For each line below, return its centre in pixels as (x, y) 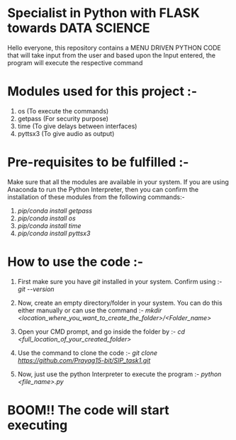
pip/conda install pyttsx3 (54, 233)
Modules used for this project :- (102, 92)
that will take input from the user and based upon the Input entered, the (112, 55)
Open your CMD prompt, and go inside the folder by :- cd (101, 332)
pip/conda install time (49, 225)
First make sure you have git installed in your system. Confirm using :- (120, 281)
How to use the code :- (75, 262)
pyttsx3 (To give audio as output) (66, 133)
